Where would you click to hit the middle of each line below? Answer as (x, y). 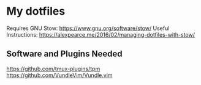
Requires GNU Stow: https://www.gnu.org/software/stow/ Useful (88, 28)
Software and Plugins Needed (64, 54)
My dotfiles (36, 11)
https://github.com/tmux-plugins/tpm (53, 68)
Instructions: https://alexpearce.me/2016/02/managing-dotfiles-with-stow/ (100, 34)
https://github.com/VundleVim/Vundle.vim (59, 75)
